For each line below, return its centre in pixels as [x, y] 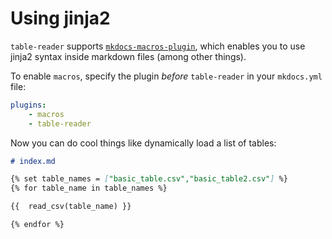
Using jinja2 [60, 18]
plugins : [28, 105]
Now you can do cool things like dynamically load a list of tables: [143, 143]
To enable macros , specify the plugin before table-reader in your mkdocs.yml [166, 76]
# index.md [33, 161]
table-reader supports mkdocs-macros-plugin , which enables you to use [158, 46]
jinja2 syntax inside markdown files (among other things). [128, 56]
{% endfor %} [37, 225]
